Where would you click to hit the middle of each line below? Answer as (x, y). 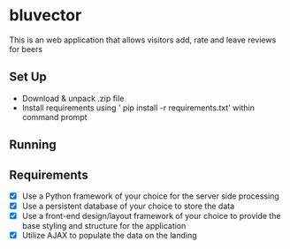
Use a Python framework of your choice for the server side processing (151, 196)
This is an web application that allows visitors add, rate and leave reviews (143, 40)
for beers (26, 49)
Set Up (28, 77)
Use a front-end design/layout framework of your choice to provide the (151, 216)
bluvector (46, 15)
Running (33, 145)
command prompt (54, 117)
